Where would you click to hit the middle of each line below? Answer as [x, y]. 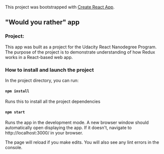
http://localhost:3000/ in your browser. [44, 133]
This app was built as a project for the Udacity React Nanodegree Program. [81, 47]
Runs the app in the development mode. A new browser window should [77, 123]
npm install [17, 91]
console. [14, 148]
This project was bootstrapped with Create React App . [60, 7]
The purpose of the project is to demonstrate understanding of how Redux [80, 52]
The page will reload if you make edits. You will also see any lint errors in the [82, 142]
